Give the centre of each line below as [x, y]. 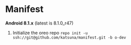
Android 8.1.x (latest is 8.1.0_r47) [39, 23]
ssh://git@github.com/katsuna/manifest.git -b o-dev [69, 37]
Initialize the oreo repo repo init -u [50, 32]
